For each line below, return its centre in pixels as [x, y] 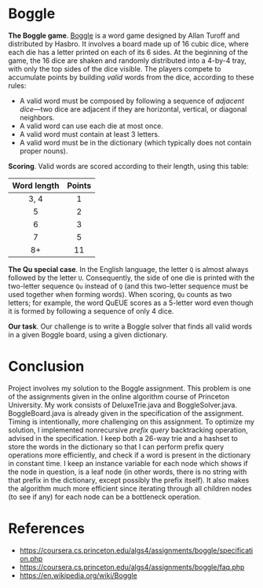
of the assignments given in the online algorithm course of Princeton [119, 396]
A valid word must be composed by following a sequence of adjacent [132, 101]
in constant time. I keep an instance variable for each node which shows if [128, 463]
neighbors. [37, 117]
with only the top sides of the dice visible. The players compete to [115, 68]
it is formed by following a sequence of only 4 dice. [91, 311]
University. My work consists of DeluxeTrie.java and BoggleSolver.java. [123, 405]
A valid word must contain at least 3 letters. [89, 134]
